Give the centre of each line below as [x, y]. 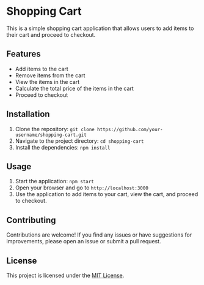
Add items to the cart [42, 69]
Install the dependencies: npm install [63, 147]
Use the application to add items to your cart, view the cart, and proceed [107, 194]
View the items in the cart [47, 82]
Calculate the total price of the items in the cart [75, 88]
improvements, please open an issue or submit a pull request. [84, 241]
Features [24, 54]
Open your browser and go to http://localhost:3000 [82, 188]
